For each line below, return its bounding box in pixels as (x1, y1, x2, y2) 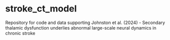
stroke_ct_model (5, 3, 77, 14)
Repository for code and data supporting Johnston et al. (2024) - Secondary (5, 19, 165, 25)
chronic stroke (5, 30, 36, 36)
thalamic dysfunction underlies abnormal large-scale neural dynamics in (5, 24, 156, 30)
